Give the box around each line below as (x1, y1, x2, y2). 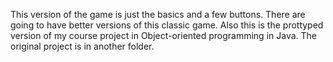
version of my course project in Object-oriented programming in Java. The (10, 30, 317, 41)
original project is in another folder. (10, 40, 155, 52)
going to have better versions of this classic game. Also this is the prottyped (10, 19, 324, 31)
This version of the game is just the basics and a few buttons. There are (10, 9, 306, 20)
